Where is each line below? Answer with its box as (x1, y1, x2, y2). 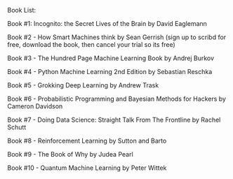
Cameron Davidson (7, 102, 63, 110)
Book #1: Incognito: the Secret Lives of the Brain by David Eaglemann (7, 20, 207, 27)
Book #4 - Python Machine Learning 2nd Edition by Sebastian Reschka (7, 68, 213, 76)
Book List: (7, 6, 36, 14)
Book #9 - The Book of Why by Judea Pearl (7, 150, 133, 158)
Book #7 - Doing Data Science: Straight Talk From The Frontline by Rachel (7, 115, 221, 124)
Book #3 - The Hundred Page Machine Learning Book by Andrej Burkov (7, 54, 215, 62)
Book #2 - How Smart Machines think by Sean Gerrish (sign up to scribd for (7, 33, 227, 41)
